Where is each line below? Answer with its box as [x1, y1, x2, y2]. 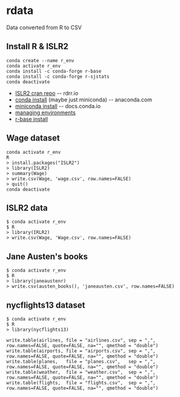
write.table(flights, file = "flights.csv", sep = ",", [6, 380, 156, 386]
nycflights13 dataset [6, 300, 85, 310]
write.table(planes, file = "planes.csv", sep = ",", [6, 359, 156, 365]
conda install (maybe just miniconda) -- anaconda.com [15, 95, 153, 103]
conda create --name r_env [6, 57, 75, 64]
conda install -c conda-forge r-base [6, 68, 102, 74]
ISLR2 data [6, 202, 48, 213]
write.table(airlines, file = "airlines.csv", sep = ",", [6, 337, 156, 343]
